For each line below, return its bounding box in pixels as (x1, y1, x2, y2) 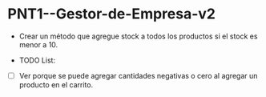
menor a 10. (18, 39, 58, 49)
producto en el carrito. (18, 80, 94, 89)
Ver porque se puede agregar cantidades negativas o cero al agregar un (18, 71, 258, 80)
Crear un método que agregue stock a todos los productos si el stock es (18, 31, 258, 41)
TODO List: (18, 55, 56, 65)
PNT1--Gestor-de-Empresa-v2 (7, 5, 216, 23)
